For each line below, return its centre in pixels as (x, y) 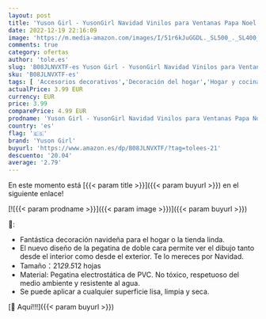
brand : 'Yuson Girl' (42, 141)
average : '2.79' (35, 163)
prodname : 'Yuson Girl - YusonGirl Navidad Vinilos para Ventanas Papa (129, 119)
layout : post (30, 15)
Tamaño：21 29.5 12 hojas (60, 266)
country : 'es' (32, 126)
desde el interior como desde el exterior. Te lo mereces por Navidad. (131, 256)
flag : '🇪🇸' (28, 133)
